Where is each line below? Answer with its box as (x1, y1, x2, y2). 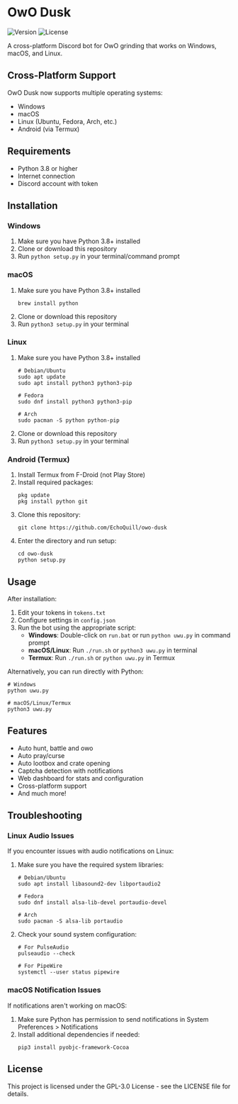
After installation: (7, 594, 57, 603)
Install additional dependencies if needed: (17, 1030, 140, 1039)
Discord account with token (17, 179, 98, 188)
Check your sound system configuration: (17, 930, 137, 939)
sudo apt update (17, 373, 66, 380)
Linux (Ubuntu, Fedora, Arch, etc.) (17, 117, 118, 126)
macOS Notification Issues (7, 985, 101, 995)
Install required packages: (17, 478, 93, 486)
